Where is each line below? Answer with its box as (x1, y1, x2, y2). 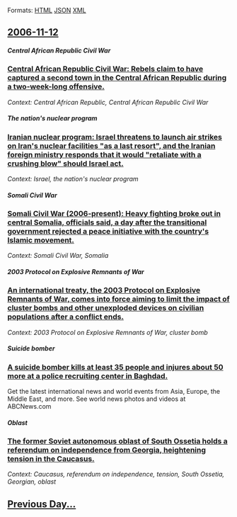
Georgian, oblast (7, 477, 57, 486)
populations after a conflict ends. (7, 312, 124, 322)
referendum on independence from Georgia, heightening (7, 445, 207, 455)
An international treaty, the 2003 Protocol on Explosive (7, 285, 200, 295)
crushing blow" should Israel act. (7, 159, 124, 169)
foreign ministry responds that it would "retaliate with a (7, 149, 202, 159)
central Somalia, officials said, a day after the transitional (7, 217, 207, 227)
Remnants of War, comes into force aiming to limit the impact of (7, 294, 230, 304)
